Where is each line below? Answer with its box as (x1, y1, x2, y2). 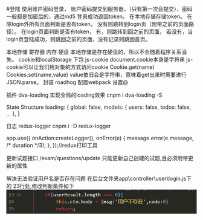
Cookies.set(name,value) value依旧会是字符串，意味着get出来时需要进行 (6, 71, 187, 78)
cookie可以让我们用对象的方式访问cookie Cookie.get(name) (6, 63, 155, 71)
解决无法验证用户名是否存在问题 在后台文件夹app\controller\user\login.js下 (6, 175, 192, 182)
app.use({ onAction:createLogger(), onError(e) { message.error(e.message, (6, 135, 195, 141)
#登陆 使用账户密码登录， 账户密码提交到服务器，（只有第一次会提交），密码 (6, 5, 193, 12)
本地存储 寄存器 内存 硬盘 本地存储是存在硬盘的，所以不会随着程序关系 (6, 48, 182, 56)
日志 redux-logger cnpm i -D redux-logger (6, 123, 112, 129)
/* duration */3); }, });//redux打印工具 (6, 141, 98, 149)
